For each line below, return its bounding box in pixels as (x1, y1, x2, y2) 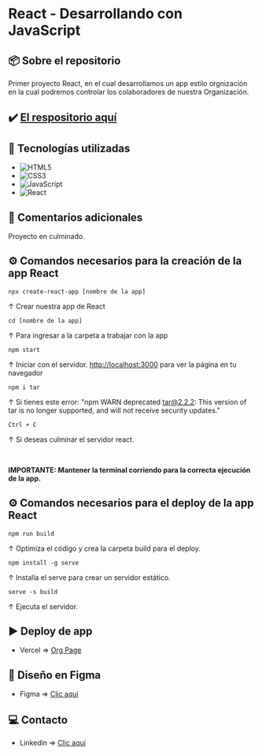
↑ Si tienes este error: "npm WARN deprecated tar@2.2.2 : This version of (8, 397, 247, 406)
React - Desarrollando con (8, 5, 183, 23)
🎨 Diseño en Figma (8, 668, 101, 682)
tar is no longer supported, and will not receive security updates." (8, 406, 220, 415)
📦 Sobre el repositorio (8, 54, 121, 67)
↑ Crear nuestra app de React (8, 301, 106, 311)
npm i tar (8, 383, 41, 391)
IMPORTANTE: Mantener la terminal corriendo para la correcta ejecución (8, 465, 251, 474)
